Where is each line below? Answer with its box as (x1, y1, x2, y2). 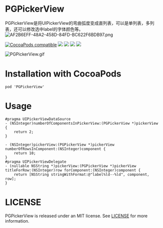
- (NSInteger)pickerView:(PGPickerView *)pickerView (5, 142, 115, 147)
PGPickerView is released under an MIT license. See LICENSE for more (5, 213, 148, 219)
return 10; (14, 151, 36, 155)
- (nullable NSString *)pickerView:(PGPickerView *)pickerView (5, 163, 137, 169)
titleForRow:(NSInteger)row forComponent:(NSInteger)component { (5, 168, 141, 172)
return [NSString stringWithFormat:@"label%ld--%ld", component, (14, 172, 150, 177)
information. (5, 218, 30, 224)
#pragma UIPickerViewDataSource (5, 116, 71, 121)
